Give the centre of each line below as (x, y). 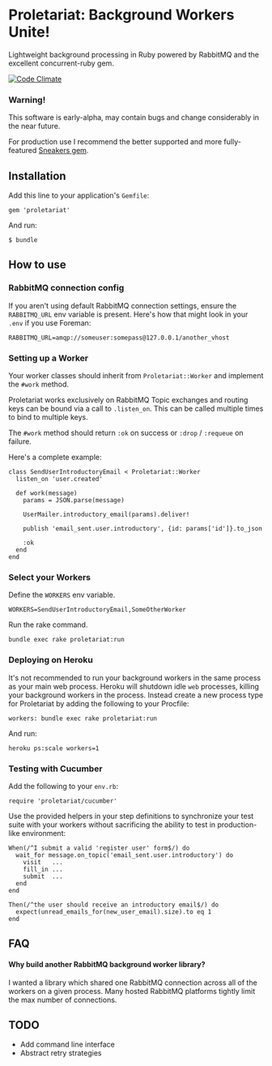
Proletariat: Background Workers (121, 15)
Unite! (29, 32)
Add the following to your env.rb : (64, 786)
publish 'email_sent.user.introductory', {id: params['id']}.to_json (143, 529)
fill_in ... (43, 869)
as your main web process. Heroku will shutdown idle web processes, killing (134, 686)
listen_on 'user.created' (59, 480)
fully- (232, 142)
